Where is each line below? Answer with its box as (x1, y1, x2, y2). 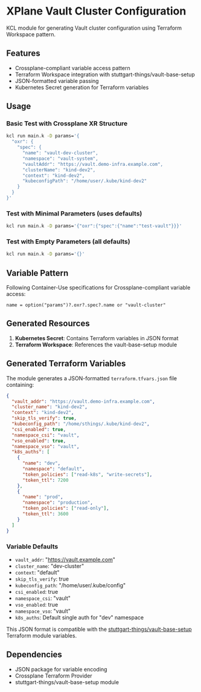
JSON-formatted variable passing (14, 77, 99, 84)
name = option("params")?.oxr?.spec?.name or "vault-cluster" (6, 302, 166, 308)
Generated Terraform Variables (6, 358, 126, 369)
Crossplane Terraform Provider (14, 672, 92, 679)
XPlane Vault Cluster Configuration (6, 4, 187, 18)
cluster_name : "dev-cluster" (14, 562, 85, 570)
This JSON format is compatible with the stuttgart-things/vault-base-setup (6, 625, 192, 633)
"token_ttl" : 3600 (22, 511, 69, 517)
